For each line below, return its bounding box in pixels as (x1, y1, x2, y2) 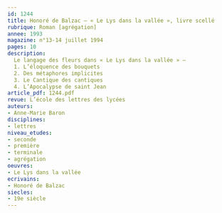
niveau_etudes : (7, 129, 53, 136)
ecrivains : (7, 175, 40, 182)
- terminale (7, 149, 43, 156)
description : (7, 50, 46, 58)
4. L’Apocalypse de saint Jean (14, 83, 107, 90)
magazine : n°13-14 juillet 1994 (7, 37, 103, 44)
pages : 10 (7, 43, 37, 50)
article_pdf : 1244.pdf (7, 89, 75, 97)
